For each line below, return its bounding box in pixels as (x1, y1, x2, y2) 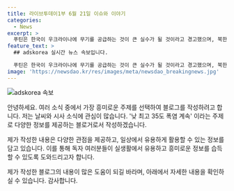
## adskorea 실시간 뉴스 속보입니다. (13, 49, 109, 56)
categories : (7, 17, 42, 24)
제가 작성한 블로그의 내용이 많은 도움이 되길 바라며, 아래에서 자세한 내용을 (7, 167, 206, 176)
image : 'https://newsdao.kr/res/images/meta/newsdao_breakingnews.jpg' (7, 68, 219, 75)
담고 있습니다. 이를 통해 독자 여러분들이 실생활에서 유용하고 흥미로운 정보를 (7, 144, 210, 152)
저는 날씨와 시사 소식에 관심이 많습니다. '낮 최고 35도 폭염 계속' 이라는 (22, 112, 211, 120)
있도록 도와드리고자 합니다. (22, 153, 95, 161)
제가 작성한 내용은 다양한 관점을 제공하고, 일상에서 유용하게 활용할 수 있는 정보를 (7, 135, 225, 144)
